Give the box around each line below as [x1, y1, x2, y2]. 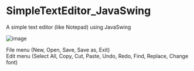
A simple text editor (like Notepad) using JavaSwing [6, 23, 131, 31]
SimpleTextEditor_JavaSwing [6, 4, 151, 18]
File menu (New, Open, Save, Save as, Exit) [6, 46, 110, 53]
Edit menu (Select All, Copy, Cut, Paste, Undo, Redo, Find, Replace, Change [6, 52, 189, 59]
